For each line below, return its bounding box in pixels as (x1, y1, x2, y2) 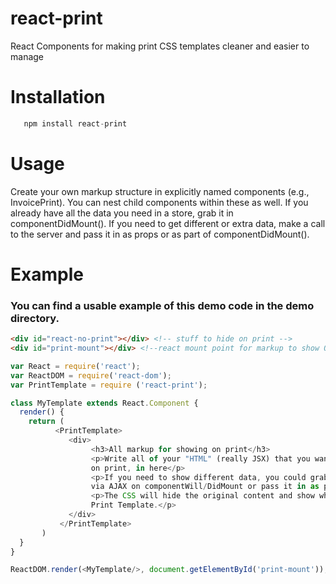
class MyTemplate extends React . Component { (10, 398, 199, 408)
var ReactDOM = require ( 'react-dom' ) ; (10, 370, 172, 381)
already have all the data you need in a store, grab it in (10, 207, 234, 219)
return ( (28, 417, 65, 427)
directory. (10, 311, 60, 325)
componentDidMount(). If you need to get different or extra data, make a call (10, 217, 326, 229)
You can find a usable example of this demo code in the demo (10, 298, 315, 312)
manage (10, 50, 45, 62)
